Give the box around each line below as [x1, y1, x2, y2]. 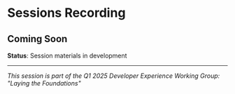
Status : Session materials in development [7, 51, 127, 60]
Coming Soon [7, 33, 68, 45]
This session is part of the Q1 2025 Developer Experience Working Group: [7, 72, 220, 80]
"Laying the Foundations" [7, 79, 82, 87]
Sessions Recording [7, 5, 126, 21]
